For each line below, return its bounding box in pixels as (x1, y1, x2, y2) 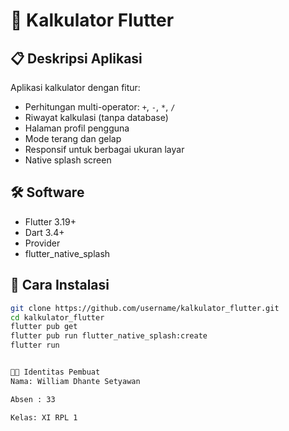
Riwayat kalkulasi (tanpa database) (24, 112, 169, 123)
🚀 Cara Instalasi (10, 277, 110, 294)
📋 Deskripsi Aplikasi (10, 50, 143, 67)
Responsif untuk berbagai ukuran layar (24, 144, 185, 155)
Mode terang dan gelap (24, 133, 122, 144)
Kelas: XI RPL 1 (10, 412, 78, 423)
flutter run (10, 340, 60, 351)
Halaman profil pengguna (24, 122, 130, 134)
